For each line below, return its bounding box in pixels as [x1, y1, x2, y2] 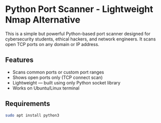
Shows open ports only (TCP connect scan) [12, 74, 103, 80]
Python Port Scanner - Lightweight [5, 3, 153, 15]
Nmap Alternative [5, 14, 81, 25]
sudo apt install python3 [5, 112, 59, 118]
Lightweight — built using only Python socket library [12, 79, 121, 85]
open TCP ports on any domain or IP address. [5, 41, 99, 47]
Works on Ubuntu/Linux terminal [12, 85, 80, 91]
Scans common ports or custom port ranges [12, 69, 104, 75]
